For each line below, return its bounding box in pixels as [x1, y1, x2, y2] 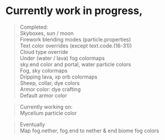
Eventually [19, 121, 45, 128]
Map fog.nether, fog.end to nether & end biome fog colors [19, 127, 159, 134]
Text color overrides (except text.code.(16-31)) [19, 42, 132, 49]
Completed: [19, 23, 49, 30]
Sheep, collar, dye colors [19, 79, 80, 86]
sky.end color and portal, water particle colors [19, 60, 131, 68]
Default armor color [19, 92, 67, 99]
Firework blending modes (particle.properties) [19, 36, 131, 43]
